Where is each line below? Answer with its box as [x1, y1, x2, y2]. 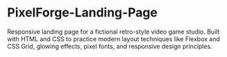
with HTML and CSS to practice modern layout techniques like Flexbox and [7, 34, 221, 43]
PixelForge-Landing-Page [7, 5, 158, 21]
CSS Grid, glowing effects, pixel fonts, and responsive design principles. [7, 42, 213, 50]
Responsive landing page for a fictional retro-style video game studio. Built [7, 27, 220, 36]
